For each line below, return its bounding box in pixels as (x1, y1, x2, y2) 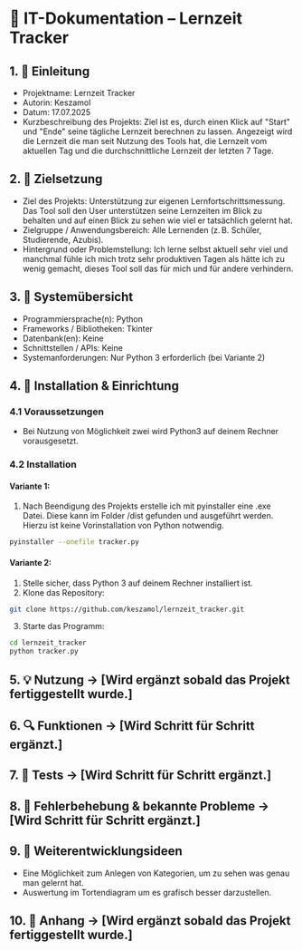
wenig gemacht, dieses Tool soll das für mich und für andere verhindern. (22, 263, 294, 274)
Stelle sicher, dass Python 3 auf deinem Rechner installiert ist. (22, 577, 253, 588)
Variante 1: (9, 480, 51, 491)
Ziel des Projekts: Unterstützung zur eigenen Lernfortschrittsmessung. (22, 195, 286, 207)
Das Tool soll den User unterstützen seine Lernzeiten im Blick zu (22, 205, 263, 216)
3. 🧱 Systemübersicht (9, 289, 134, 305)
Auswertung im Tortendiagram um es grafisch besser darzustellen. (22, 887, 272, 898)
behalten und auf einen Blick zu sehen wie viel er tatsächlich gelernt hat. (22, 215, 294, 226)
